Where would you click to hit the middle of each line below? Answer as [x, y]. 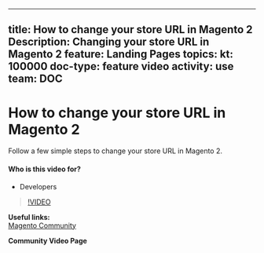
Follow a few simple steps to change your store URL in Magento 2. [115, 151]
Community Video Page [48, 240]
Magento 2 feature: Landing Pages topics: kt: [121, 55]
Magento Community [42, 225]
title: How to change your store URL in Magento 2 [130, 29]
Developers [38, 186]
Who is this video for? [44, 169]
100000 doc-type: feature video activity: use [121, 66]
